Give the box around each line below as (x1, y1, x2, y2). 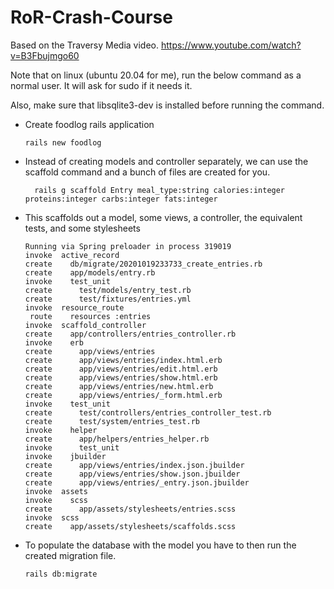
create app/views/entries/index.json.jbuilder (24, 460, 245, 470)
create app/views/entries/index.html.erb (24, 355, 223, 365)
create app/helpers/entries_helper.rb (24, 434, 210, 444)
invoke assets (24, 486, 89, 496)
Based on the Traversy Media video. (10, 39, 160, 51)
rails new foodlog (24, 137, 102, 148)
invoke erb (24, 337, 84, 348)
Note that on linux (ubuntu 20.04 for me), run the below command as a (10, 69, 302, 81)
